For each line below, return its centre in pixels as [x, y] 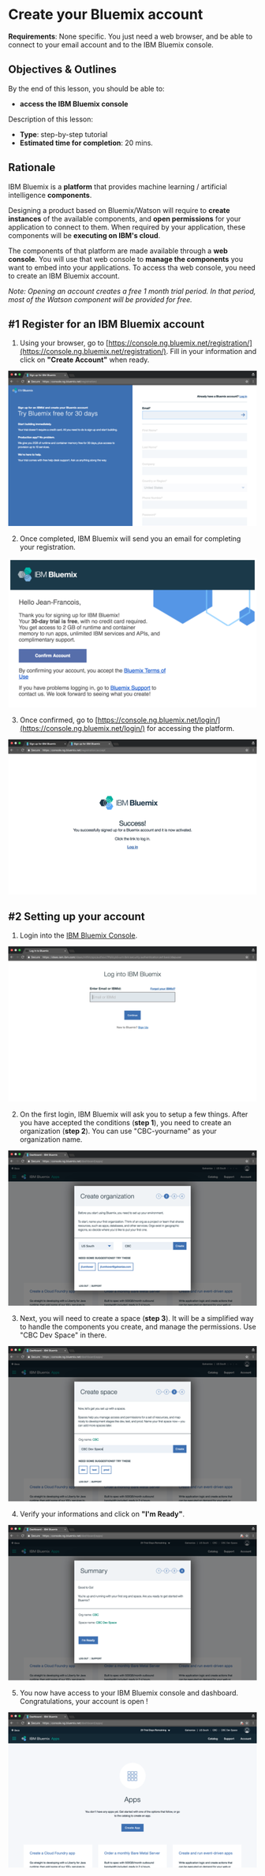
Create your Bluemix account [106, 15]
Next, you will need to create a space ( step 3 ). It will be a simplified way [136, 1318]
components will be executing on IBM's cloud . [84, 235]
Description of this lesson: [50, 119]
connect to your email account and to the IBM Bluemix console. [111, 44]
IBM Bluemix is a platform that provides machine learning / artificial [118, 186]
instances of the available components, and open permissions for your [125, 218]
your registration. [48, 547]
